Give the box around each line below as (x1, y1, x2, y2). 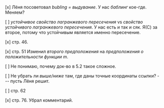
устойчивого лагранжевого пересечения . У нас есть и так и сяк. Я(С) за (5, 24, 158, 30)
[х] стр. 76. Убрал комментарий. (5, 97, 73, 103)
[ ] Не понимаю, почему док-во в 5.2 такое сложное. (5, 64, 117, 69)
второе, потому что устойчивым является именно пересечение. (5, 30, 141, 35)
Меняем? (5, 9, 25, 15)
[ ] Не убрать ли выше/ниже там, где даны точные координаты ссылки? (5, 73, 157, 78)
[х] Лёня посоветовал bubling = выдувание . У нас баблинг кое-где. (5, 4, 147, 10)
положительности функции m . (5, 54, 68, 60)
